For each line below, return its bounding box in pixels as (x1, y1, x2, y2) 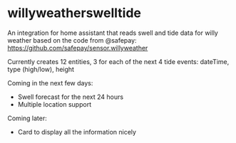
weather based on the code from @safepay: (7, 36, 137, 44)
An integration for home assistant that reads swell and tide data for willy (7, 28, 219, 37)
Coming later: (7, 114, 48, 122)
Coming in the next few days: (7, 78, 93, 87)
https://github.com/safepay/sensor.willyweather (7, 43, 148, 52)
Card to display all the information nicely (17, 127, 137, 136)
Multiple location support (17, 100, 91, 108)
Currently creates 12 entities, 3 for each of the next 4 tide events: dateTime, (7, 57, 230, 65)
